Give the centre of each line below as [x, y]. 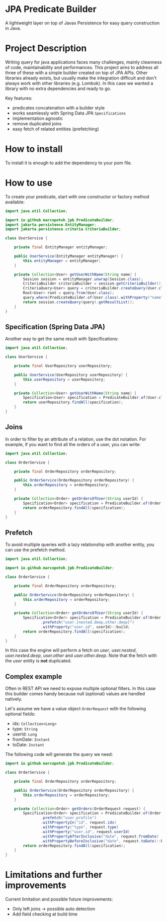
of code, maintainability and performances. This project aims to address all [82, 67]
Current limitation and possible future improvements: [59, 899]
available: [15, 202]
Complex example [34, 677]
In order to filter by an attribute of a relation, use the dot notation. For [76, 439]
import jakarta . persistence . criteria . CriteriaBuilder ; [63, 229]
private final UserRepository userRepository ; [63, 366]
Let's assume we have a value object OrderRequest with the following [76, 709]
